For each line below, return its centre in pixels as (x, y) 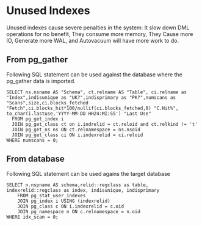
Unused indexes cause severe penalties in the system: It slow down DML (98, 27)
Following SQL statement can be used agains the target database (88, 173)
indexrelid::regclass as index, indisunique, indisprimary (83, 190)
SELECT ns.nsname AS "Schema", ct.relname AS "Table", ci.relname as (97, 92)
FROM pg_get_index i (38, 119)
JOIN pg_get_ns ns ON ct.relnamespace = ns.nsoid (76, 129)
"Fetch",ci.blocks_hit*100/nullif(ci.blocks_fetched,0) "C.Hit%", (92, 108)
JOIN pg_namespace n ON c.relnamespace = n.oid (79, 211)
